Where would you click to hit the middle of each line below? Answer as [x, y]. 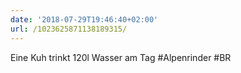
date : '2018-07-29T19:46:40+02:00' [84, 19]
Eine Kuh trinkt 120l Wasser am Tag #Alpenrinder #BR [121, 57]
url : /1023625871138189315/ [69, 29]
